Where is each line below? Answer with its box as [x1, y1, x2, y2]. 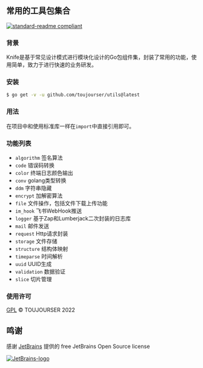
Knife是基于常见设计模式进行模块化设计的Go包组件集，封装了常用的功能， [6, 53, 191, 61]
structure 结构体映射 [15, 245, 69, 252]
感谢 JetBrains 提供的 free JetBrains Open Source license [6, 342, 150, 350]
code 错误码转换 [15, 162, 55, 169]
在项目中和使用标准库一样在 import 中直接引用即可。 [6, 122, 135, 129]
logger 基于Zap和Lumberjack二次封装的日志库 [15, 214, 131, 222]
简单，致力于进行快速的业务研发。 [11, 61, 97, 69]
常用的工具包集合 [6, 5, 71, 16]
